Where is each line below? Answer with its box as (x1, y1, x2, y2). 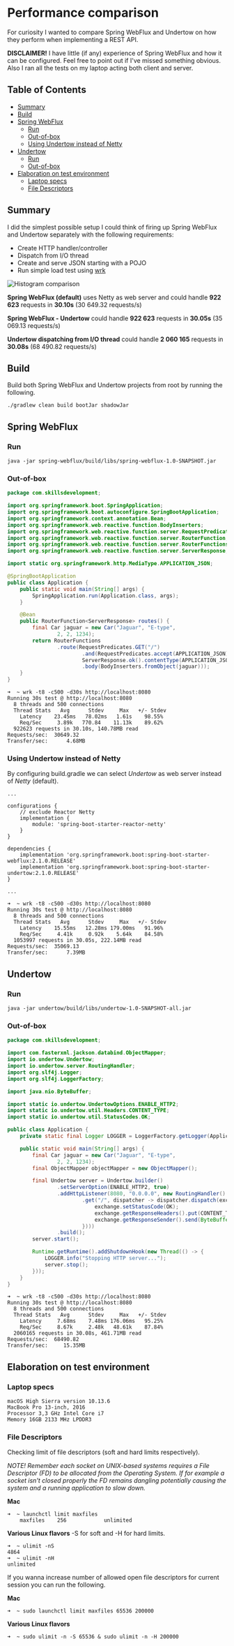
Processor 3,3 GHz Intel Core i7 (7, 1410, 104, 1417)
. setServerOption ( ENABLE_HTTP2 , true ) (56, 1184, 170, 1191)
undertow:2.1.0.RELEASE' (7, 870, 79, 877)
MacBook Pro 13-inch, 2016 (7, 1404, 86, 1411)
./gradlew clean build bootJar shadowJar (7, 402, 130, 409)
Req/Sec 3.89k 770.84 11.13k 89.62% (19, 719, 164, 726)
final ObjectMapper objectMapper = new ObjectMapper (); (32, 1165, 198, 1172)
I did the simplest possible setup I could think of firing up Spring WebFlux (7, 223, 217, 231)
